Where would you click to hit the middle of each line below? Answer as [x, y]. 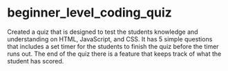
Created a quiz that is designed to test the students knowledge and [103, 32]
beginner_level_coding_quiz [90, 13]
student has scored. [36, 61]
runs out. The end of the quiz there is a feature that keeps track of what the [114, 54]
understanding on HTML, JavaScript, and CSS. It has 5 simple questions [110, 39]
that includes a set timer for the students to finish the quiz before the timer [113, 46]
